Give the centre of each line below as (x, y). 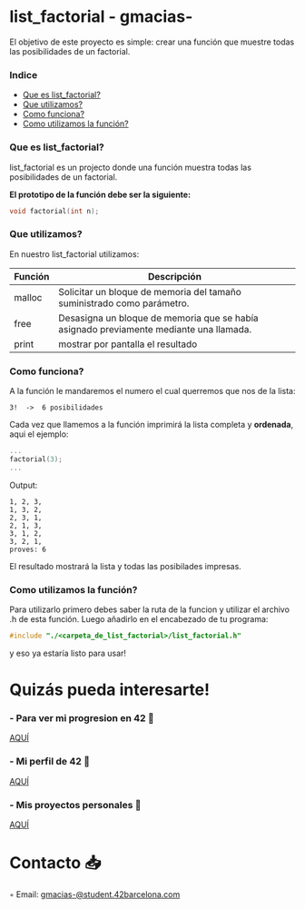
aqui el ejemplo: (39, 434)
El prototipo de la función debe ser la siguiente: (100, 194)
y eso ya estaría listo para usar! (68, 653)
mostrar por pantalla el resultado (128, 344)
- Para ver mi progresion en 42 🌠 (82, 717)
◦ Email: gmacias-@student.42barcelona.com (95, 894)
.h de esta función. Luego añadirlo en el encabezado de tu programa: (139, 618)
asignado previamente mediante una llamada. (155, 329)
